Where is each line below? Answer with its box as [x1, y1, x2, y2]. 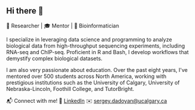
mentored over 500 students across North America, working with [6, 73, 167, 80]
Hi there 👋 [6, 6, 44, 16]
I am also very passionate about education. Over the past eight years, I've [6, 66, 188, 73]
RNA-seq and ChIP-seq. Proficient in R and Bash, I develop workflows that [6, 48, 189, 55]
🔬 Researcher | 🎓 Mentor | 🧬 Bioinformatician [6, 22, 120, 29]
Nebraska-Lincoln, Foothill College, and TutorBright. [6, 85, 135, 92]
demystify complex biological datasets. [6, 55, 103, 62]
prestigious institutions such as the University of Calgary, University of [6, 78, 180, 86]
